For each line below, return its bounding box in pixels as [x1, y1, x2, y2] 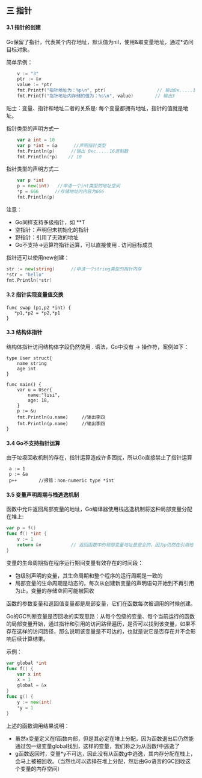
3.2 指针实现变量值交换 [6, 291, 64, 298]
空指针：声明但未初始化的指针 [14, 226, 89, 233]
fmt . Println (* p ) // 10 [17, 154, 82, 160]
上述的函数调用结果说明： [6, 722, 70, 729]
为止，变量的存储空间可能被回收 [14, 587, 94, 594]
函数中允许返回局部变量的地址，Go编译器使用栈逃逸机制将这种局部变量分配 [6, 505, 192, 513]
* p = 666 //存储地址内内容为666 [17, 188, 104, 194]
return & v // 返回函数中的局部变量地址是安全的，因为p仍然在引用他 [17, 542, 194, 548]
